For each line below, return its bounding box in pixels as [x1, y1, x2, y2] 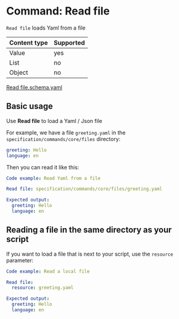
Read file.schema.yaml [6, 83, 62, 91]
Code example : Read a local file [6, 268, 90, 274]
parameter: [6, 256, 34, 264]
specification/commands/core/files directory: [6, 135, 121, 142]
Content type [9, 38, 48, 46]
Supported [53, 38, 85, 46]
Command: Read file [6, 4, 110, 18]
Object [9, 68, 28, 77]
